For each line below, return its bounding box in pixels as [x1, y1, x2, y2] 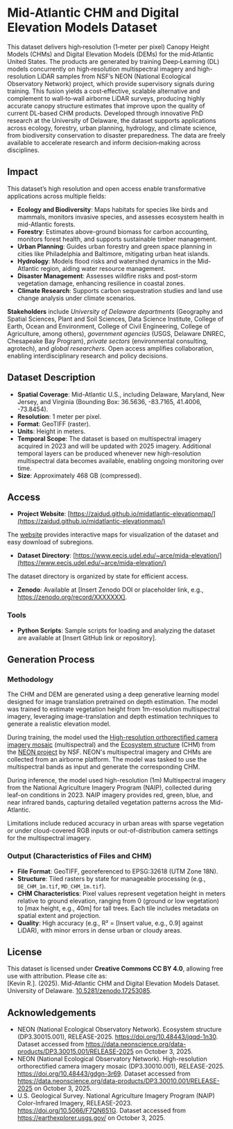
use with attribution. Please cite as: [7, 972, 107, 980]
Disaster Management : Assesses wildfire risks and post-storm [17, 271, 198, 280]
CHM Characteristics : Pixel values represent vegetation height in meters [17, 889, 226, 897]
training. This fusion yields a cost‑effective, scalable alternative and [7, 87, 200, 95]
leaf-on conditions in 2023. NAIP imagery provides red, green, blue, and [7, 791, 214, 799]
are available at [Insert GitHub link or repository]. [17, 633, 157, 642]
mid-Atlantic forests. [17, 220, 76, 228]
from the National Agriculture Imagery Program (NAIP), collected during [7, 783, 212, 792]
